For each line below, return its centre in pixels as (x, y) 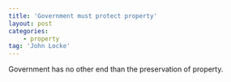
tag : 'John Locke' (39, 46)
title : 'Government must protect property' (83, 16)
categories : (28, 31)
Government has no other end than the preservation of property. (116, 69)
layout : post (30, 24)
